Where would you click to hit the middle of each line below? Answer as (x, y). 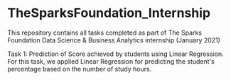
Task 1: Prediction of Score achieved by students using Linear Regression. (116, 54)
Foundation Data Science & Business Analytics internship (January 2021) (114, 40)
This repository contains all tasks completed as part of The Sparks (105, 33)
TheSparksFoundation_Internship (109, 13)
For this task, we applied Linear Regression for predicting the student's (111, 61)
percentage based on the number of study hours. (80, 69)
